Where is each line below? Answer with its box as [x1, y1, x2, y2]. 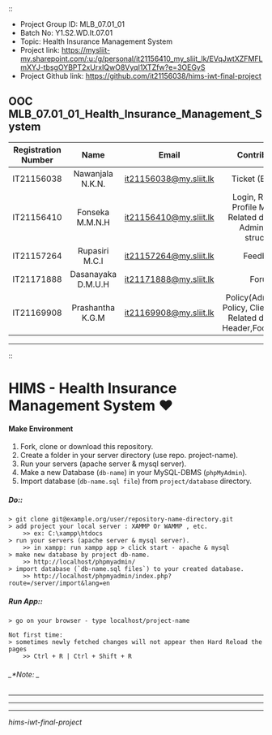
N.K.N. [80, 178, 106, 189]
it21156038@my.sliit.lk [124, 173, 215, 184]
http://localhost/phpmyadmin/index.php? [33, 573, 172, 581]
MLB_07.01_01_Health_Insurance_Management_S [8, 107, 263, 121]
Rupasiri [78, 244, 109, 256]
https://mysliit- [61, 45, 111, 54]
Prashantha [71, 301, 116, 313]
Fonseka [76, 206, 110, 218]
